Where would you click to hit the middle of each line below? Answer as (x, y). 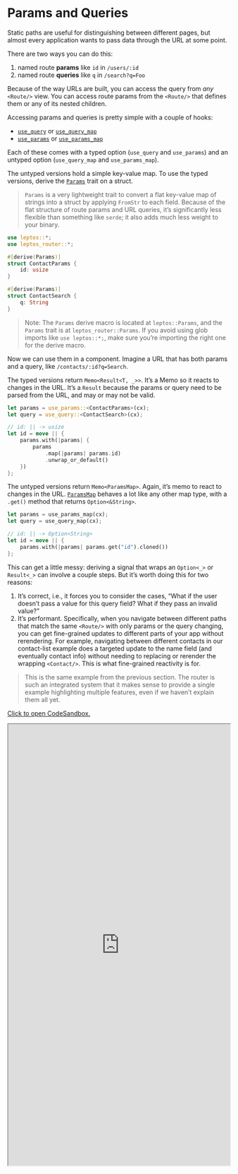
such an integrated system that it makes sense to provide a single (120, 684)
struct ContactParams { (42, 263)
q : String (35, 302)
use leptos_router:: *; (40, 244)
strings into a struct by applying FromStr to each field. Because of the (125, 202)
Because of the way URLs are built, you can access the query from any (111, 88)
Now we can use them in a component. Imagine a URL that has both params (117, 359)
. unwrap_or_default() (77, 460)
